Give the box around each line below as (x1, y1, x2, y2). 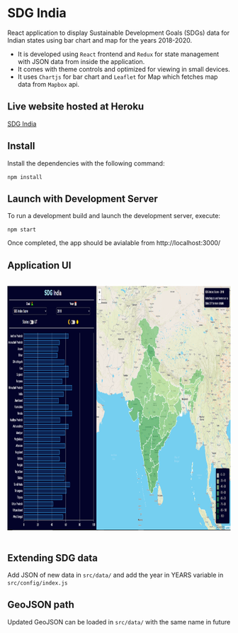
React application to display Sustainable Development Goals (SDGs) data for (7, 28, 230, 37)
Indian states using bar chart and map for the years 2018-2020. (7, 36, 193, 44)
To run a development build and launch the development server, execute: (7, 212, 221, 220)
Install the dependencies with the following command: (7, 158, 165, 168)
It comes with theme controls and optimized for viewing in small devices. (17, 65, 230, 73)
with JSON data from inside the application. (17, 57, 145, 65)
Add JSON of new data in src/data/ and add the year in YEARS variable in (7, 570, 224, 579)
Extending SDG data (7, 552, 98, 564)
